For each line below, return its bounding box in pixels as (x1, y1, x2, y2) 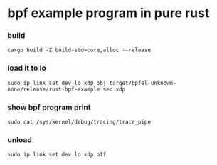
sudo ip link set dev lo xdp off (7, 151, 107, 159)
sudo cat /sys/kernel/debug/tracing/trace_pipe (7, 119, 152, 126)
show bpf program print (7, 102, 91, 112)
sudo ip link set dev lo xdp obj (7, 79, 107, 86)
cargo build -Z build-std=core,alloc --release (7, 46, 152, 54)
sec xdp (102, 86, 126, 93)
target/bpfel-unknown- (109, 79, 176, 86)
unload (7, 135, 32, 144)
